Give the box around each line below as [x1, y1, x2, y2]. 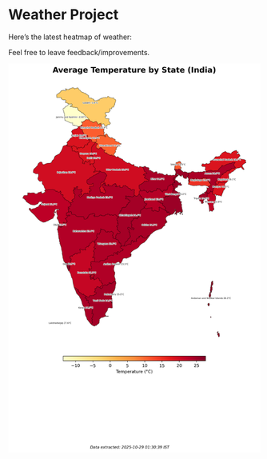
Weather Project [8, 6, 119, 24]
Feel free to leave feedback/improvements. [8, 47, 150, 57]
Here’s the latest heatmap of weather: [8, 32, 132, 42]
